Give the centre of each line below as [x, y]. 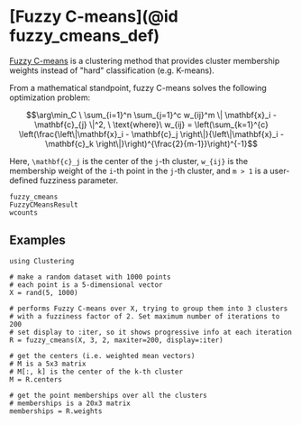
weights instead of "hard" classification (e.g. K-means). [112, 70]
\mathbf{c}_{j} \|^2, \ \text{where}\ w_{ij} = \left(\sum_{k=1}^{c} [151, 125]
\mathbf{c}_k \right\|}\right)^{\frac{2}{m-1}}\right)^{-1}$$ [151, 143]
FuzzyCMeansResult [44, 205]
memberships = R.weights [56, 411]
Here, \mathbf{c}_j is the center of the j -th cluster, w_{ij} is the [129, 161]
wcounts [24, 212]
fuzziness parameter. [79, 180]
